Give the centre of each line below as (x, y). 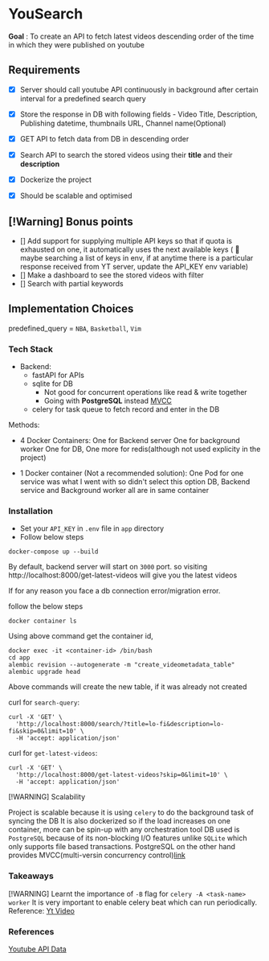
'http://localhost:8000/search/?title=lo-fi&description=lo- (120, 725)
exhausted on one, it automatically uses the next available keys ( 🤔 (130, 249)
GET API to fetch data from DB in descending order (104, 138)
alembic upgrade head (45, 672)
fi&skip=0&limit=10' (43, 731)
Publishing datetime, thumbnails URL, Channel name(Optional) (123, 123)
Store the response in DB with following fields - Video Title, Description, (139, 114)
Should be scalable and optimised (76, 196)
